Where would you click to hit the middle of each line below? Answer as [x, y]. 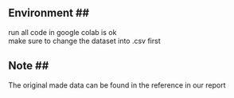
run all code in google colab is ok [62, 32]
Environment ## [49, 13]
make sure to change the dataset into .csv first [84, 41]
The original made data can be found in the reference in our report [117, 85]
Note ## [29, 66]
